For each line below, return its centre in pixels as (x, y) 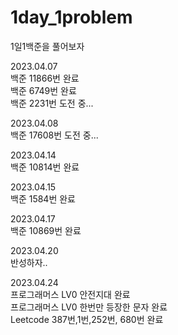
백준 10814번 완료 (45, 167)
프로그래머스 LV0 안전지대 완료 (70, 294)
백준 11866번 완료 (45, 78)
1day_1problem (71, 17)
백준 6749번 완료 (43, 90)
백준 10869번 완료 (46, 230)
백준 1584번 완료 (43, 198)
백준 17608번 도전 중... (54, 135)
